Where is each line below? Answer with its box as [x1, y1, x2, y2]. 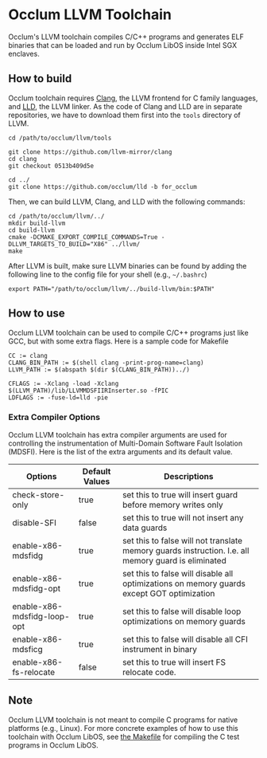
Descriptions [164, 470, 214, 481]
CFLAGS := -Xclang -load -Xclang [8, 379, 119, 387]
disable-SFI [12, 516, 57, 528]
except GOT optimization [122, 587, 215, 599]
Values [83, 476, 110, 487]
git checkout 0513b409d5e [8, 162, 94, 170]
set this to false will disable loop [122, 606, 242, 617]
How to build [8, 72, 72, 85]
